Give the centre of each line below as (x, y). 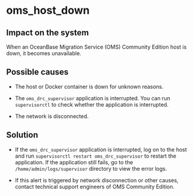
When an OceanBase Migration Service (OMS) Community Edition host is (96, 47)
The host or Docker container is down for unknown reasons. (89, 86)
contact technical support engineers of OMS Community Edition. (95, 186)
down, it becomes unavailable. (44, 53)
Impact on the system (48, 33)
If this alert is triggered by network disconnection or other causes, (96, 180)
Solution (22, 135)
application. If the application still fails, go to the (74, 162)
